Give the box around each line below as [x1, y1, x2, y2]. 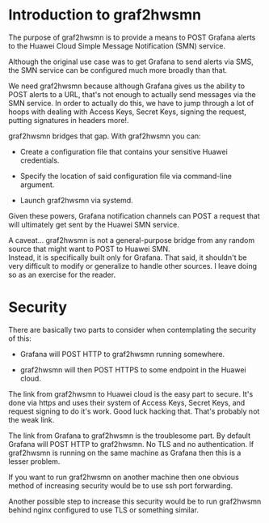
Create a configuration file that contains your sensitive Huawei [19, 147, 228, 156]
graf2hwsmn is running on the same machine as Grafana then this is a [8, 448, 242, 457]
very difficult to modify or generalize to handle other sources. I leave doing [8, 261, 257, 270]
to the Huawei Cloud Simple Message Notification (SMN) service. [8, 40, 226, 50]
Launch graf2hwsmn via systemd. [19, 195, 133, 205]
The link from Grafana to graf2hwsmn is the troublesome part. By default [8, 431, 251, 440]
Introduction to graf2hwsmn [8, 6, 202, 24]
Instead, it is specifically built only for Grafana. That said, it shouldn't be [8, 253, 247, 262]
